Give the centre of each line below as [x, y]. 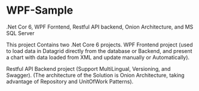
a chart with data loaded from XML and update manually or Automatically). [98, 57]
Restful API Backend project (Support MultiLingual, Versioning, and [88, 68]
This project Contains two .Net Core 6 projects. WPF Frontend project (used [99, 45]
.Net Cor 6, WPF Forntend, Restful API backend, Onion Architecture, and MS [100, 27]
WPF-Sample [40, 10]
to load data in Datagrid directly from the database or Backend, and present [99, 51]
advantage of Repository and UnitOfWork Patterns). [70, 81]
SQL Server [20, 33]
